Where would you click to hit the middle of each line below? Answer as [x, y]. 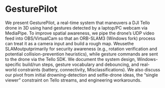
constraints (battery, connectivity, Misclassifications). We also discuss [89, 69]
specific [13, 64]
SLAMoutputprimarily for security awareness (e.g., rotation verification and [81, 49]
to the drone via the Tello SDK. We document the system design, [71, 59]
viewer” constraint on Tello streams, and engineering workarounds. [73, 80]
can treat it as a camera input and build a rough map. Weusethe [69, 43]
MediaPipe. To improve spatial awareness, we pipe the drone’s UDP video [80, 33]
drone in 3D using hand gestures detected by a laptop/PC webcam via [76, 28]
